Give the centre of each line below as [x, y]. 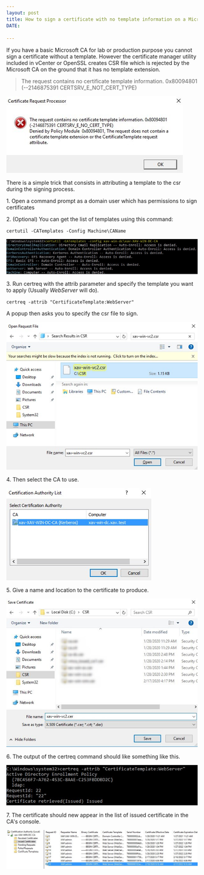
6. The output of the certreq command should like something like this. [93, 756]
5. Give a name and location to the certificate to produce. [78, 590]
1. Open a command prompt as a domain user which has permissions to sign [102, 201]
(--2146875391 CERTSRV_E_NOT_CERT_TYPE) [79, 88]
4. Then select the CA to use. [42, 480]
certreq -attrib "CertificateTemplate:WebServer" [70, 302]
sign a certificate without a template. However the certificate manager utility [101, 57]
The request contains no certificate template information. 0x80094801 [109, 81]
